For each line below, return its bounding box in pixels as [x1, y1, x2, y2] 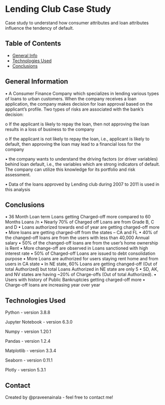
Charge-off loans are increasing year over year [5, 282, 100, 288]
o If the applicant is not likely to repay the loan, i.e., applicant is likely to [5, 136, 150, 142]
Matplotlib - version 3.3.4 [5, 348, 57, 354]
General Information [5, 78, 68, 86]
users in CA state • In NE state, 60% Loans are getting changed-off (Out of [5, 261, 158, 267]
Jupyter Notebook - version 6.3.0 [5, 319, 73, 325]
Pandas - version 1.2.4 [5, 338, 51, 344]
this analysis [5, 186, 31, 192]
